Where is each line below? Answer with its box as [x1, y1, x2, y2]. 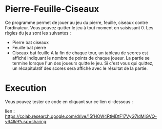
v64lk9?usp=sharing [5, 118, 47, 124]
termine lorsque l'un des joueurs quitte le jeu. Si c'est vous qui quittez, [12, 60, 154, 66]
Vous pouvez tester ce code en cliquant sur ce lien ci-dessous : [5, 99, 133, 105]
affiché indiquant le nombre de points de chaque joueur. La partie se [12, 55, 150, 61]
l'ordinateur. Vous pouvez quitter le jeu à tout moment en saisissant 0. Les [5, 24, 154, 30]
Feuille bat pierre [12, 44, 46, 50]
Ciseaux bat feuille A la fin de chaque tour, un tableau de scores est [12, 50, 148, 56]
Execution [5, 83, 47, 94]
